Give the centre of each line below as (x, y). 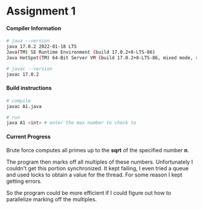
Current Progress (28, 137)
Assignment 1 (41, 11)
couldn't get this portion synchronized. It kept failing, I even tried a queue (98, 168)
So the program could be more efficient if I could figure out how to (89, 193)
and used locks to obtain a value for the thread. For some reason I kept (94, 175)
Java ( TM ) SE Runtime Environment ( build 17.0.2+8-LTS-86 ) (81, 53)
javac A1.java (24, 106)
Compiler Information (34, 28)
